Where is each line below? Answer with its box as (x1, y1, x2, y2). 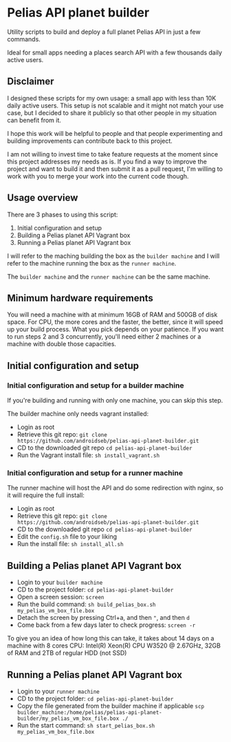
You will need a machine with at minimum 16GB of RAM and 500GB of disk (7, 310, 218, 319)
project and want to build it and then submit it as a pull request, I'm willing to (7, 164, 223, 173)
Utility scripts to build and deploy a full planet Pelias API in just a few (7, 28, 201, 36)
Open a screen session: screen (16, 593, 104, 601)
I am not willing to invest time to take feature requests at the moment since (7, 150, 219, 158)
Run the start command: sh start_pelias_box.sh (16, 721, 155, 729)
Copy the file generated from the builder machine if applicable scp (16, 701, 205, 710)
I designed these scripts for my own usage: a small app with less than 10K (7, 94, 217, 102)
